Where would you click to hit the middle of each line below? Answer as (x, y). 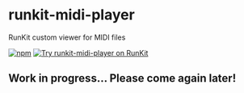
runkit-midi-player (72, 15)
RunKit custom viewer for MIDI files (67, 37)
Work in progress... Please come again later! (122, 78)
